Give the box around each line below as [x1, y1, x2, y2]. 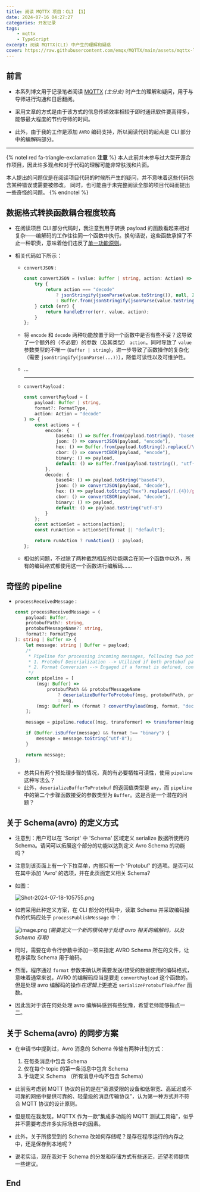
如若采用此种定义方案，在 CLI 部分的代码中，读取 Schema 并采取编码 [14, 906, 185, 913]
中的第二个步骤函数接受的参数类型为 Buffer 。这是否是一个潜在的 [23, 791, 183, 798]
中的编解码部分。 [14, 135, 57, 143]
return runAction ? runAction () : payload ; [35, 538, 144, 544]
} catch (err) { [35, 303, 75, 309]
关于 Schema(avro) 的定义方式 [6, 818, 118, 828]
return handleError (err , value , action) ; [45, 309, 150, 315]
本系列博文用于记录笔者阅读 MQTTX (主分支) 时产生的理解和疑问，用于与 [14, 87, 193, 95]
